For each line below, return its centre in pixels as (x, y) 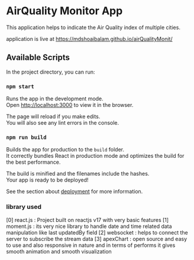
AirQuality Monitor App (64, 11)
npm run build (26, 137)
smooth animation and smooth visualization (59, 251)
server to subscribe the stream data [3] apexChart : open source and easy (97, 239)
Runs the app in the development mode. (55, 99)
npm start (20, 86)
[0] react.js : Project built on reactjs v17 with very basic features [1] (88, 220)
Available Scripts (38, 58)
